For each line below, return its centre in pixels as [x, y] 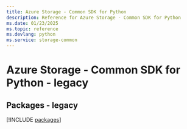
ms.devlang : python [31, 35]
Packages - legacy [42, 105]
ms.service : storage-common [42, 40]
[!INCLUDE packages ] [34, 120]
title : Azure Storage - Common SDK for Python [66, 12]
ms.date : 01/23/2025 [33, 23]
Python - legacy [48, 83]
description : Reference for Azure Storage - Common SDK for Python [94, 18]
